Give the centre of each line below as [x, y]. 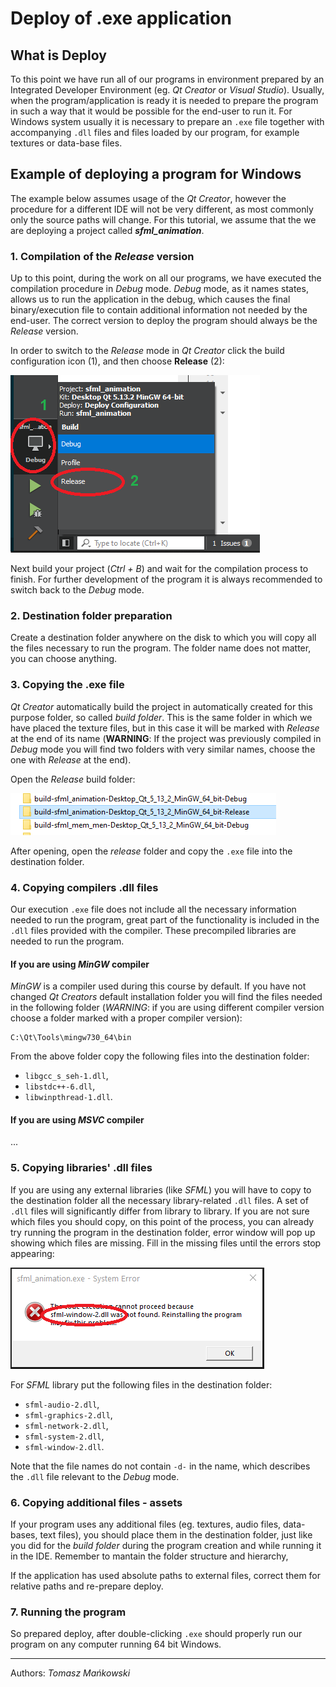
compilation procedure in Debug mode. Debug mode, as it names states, [159, 289]
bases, [24, 1535]
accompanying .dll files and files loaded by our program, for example [155, 132]
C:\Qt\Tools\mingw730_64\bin [71, 1038]
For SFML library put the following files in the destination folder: [141, 1384]
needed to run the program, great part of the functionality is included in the [165, 920]
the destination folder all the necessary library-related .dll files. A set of [159, 1200]
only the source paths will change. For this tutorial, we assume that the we [163, 219]
